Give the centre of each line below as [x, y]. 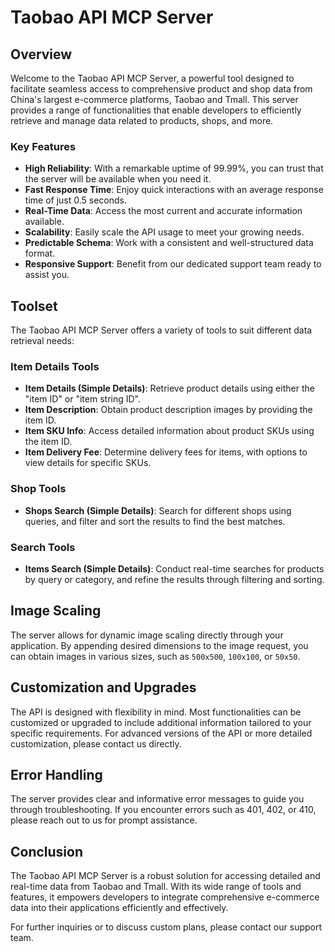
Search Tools [43, 547]
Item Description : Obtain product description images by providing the [168, 410]
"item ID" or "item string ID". [82, 399]
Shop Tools [38, 489]
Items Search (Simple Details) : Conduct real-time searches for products [174, 569]
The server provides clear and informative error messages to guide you [157, 799]
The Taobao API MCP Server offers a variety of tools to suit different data [161, 330]
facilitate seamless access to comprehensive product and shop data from [161, 89]
